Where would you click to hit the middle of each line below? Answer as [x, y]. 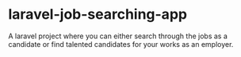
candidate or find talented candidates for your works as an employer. [121, 44]
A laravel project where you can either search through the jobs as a [118, 36]
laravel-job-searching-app [98, 14]
